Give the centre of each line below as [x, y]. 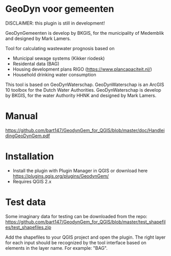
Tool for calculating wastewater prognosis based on [60, 48]
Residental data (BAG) [36, 63]
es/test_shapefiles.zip [28, 227]
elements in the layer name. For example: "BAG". [57, 248]
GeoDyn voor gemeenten [60, 9]
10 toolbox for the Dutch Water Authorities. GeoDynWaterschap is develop [83, 90]
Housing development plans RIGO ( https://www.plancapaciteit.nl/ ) [82, 69]
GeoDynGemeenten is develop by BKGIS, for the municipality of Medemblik [85, 33]
